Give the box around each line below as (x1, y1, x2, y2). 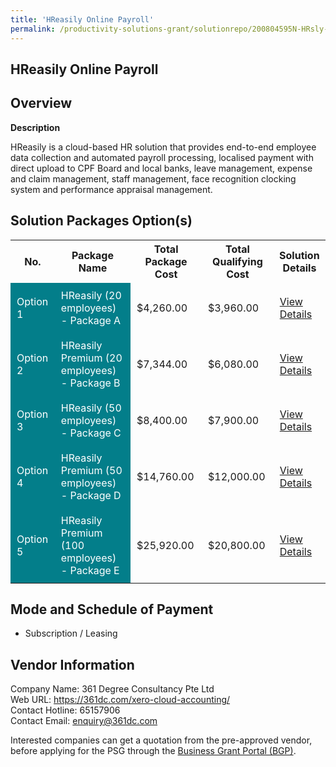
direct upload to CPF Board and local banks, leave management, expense (10, 162, 313, 174)
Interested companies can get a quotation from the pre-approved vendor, (10, 734, 313, 746)
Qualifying (212, 254, 263, 268)
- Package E (60, 563, 120, 577)
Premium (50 (60, 463, 123, 477)
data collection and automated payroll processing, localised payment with (10, 151, 314, 163)
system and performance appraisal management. (10, 183, 213, 195)
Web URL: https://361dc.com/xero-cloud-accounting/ (10, 694, 231, 706)
